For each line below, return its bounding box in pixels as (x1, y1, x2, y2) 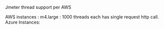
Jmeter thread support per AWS (5, 4, 71, 10)
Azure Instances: (5, 19, 40, 25)
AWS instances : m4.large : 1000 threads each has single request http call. (5, 14, 159, 19)
